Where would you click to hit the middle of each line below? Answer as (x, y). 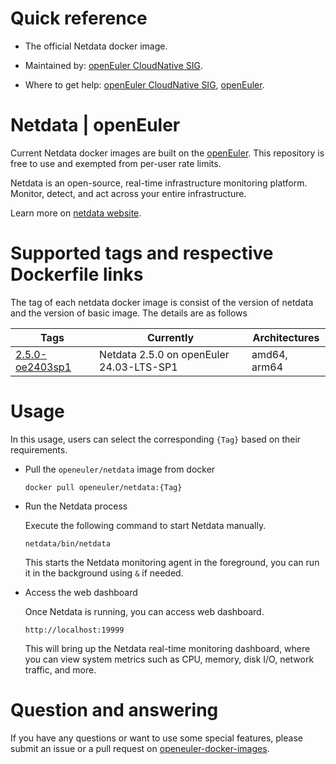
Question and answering (114, 709)
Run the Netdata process (76, 506)
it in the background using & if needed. (104, 573)
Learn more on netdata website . (76, 213)
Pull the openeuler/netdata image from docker (120, 469)
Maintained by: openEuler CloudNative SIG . (113, 65)
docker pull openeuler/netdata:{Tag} (103, 487)
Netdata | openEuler (95, 125)
